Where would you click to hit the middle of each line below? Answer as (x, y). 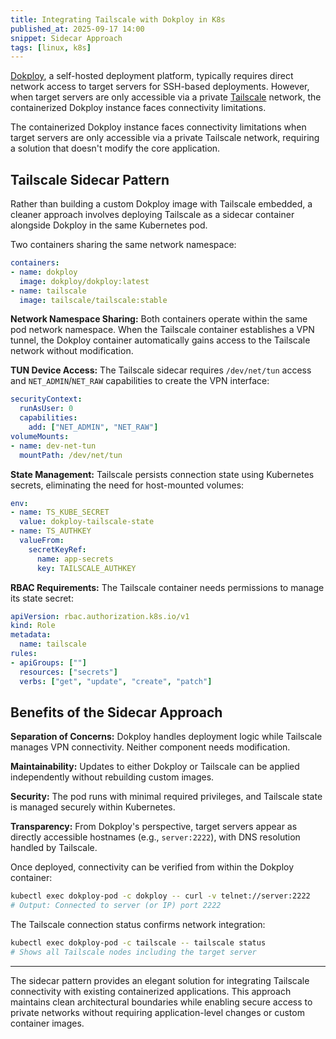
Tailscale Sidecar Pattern (90, 179)
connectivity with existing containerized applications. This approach (151, 991)
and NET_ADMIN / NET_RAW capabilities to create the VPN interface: (140, 381)
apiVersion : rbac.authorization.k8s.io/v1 (100, 616)
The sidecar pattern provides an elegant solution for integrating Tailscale (160, 980)
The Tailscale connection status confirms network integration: (138, 925)
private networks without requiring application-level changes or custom (157, 1012)
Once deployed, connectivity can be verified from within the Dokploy (152, 867)
